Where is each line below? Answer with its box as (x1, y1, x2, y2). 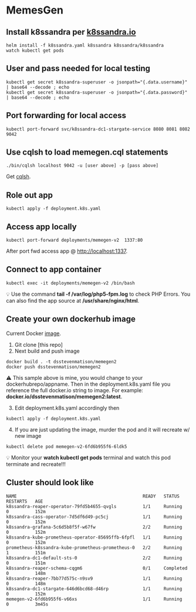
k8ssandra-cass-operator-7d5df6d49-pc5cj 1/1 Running (6, 514, 183, 520)
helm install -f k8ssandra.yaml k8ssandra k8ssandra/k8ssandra (6, 42, 164, 48)
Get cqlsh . (6, 173, 31, 180)
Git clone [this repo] (14, 341, 63, 348)
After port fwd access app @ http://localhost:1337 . (6, 248, 128, 255)
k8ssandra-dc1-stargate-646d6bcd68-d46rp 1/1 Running (6, 586, 183, 591)
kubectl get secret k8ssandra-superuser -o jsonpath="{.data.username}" (6, 79, 188, 85)
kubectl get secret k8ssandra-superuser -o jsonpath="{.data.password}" (6, 89, 188, 95)
